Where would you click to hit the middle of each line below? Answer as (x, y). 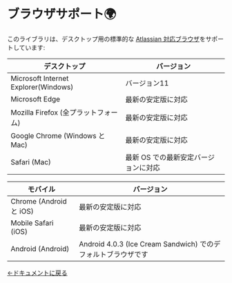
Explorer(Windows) (42, 87)
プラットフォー (93, 113)
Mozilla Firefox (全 (40, 113)
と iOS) (22, 211)
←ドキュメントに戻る (37, 273)
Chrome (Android (39, 201)
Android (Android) (40, 248)
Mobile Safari (32, 223)
